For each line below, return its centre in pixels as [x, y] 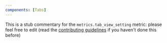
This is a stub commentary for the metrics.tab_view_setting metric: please [84, 24]
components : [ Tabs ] [26, 10]
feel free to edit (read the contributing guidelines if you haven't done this [81, 30]
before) [13, 35]
